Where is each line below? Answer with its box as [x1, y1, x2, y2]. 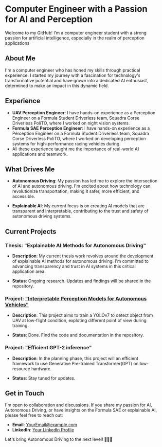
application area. [12, 268, 46, 274]
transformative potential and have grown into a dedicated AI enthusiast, [5, 77, 148, 83]
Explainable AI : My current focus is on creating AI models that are [12, 203, 145, 209]
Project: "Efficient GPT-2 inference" [5, 344, 92, 351]
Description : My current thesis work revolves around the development [12, 253, 154, 259]
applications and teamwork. [12, 151, 68, 157]
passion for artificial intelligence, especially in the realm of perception [5, 35, 144, 41]
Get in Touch [5, 389, 45, 397]
